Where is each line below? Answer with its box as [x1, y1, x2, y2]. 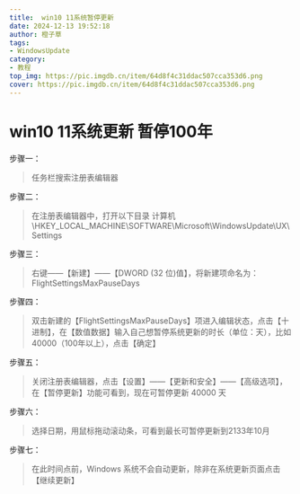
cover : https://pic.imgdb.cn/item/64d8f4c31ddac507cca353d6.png [9, 80, 255, 89]
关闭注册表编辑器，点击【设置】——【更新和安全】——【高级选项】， [31, 375, 287, 386]
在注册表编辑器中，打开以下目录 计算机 [31, 210, 176, 221]
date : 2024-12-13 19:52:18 [9, 22, 110, 31]
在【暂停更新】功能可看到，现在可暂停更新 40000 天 [31, 387, 227, 398]
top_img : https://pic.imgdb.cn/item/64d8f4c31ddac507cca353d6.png [9, 72, 263, 81]
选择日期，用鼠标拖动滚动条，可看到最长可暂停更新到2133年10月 [31, 425, 270, 436]
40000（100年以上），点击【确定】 [31, 338, 161, 348]
